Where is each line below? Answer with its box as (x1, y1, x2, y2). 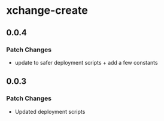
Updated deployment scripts (14, 108, 86, 115)
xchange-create (6, 4, 88, 17)
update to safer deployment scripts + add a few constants (14, 59, 158, 66)
